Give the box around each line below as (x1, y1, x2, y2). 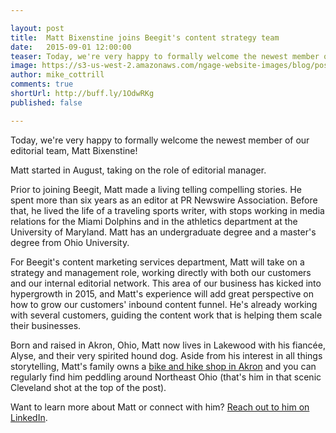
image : (10, 61, 38, 71)
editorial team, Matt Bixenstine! (10, 144, 138, 156)
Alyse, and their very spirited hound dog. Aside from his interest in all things (10, 349, 323, 361)
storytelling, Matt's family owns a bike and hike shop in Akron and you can (10, 360, 317, 372)
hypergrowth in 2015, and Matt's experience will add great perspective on (10, 287, 314, 300)
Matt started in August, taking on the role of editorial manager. (10, 164, 267, 176)
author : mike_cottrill (10, 70, 105, 80)
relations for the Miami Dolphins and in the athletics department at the (10, 215, 298, 227)
